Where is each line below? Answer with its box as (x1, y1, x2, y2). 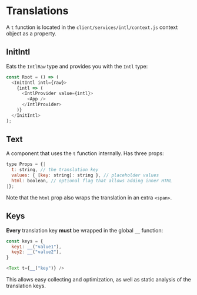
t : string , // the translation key (11, 167, 99, 173)
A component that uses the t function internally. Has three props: (6, 150, 164, 157)
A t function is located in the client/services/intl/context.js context (6, 24, 178, 31)
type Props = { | (6, 161, 46, 168)
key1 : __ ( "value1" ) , (11, 244, 62, 250)
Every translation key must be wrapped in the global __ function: (6, 227, 163, 234)
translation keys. (6, 282, 46, 289)
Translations (6, 4, 69, 18)
